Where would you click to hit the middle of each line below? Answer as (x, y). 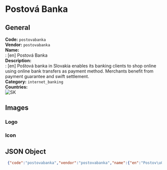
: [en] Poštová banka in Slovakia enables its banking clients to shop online (81, 66)
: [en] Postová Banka (27, 55)
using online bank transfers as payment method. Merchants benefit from (80, 71)
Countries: (16, 87)
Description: (18, 60)
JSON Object (26, 151)
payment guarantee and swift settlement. (47, 76)
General (18, 28)
